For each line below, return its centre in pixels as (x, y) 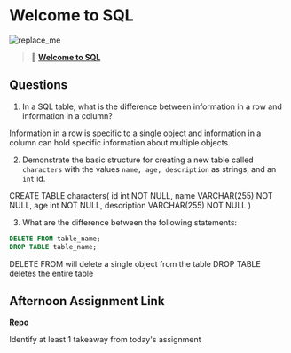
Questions (39, 85)
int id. (34, 178)
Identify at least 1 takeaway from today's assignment (105, 340)
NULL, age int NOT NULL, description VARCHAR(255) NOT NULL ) (130, 205)
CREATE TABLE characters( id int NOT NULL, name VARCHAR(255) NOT (141, 195)
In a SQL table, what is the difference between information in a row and (152, 106)
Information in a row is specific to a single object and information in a (135, 133)
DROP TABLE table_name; (53, 247)
